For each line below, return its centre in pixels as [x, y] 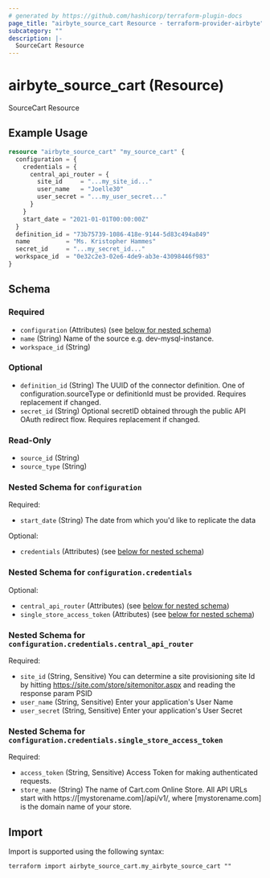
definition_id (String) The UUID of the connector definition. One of [132, 385]
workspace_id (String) [55, 346]
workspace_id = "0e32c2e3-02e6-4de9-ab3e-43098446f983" [113, 257]
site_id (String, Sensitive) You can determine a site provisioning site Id [137, 677]
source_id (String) [50, 458]
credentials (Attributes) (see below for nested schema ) [112, 552]
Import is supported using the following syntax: [86, 851]
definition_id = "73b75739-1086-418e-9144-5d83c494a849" [113, 234]
